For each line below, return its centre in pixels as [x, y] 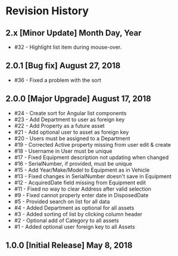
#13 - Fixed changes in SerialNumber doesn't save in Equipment [93, 176]
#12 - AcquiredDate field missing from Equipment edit [80, 182]
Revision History [47, 11]
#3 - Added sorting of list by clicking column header [78, 214]
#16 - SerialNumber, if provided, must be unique [73, 163]
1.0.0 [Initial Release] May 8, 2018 [69, 246]
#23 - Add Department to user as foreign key [69, 119]
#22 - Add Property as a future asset [59, 125]
